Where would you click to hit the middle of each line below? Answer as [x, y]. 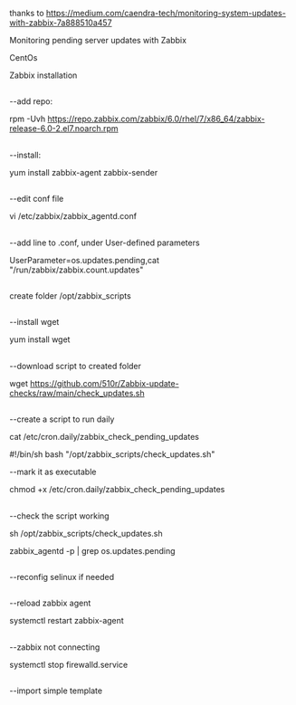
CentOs [24, 57]
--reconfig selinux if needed [62, 576]
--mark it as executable [53, 472]
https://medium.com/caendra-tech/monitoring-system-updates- [166, 13]
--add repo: [31, 101]
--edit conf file [37, 199]
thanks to [27, 13]
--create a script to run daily [62, 419]
